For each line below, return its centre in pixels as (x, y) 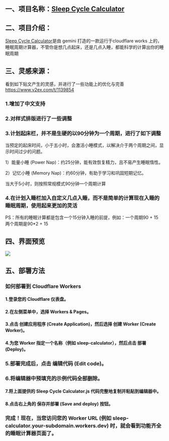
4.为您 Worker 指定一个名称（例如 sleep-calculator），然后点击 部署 (76, 343)
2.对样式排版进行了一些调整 (39, 119)
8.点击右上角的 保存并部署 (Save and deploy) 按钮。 (59, 404)
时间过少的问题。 (27, 152)
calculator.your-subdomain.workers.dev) (57, 425)
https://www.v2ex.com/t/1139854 (40, 90)
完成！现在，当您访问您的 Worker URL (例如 (58, 418)
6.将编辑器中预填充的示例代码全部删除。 (54, 378)
